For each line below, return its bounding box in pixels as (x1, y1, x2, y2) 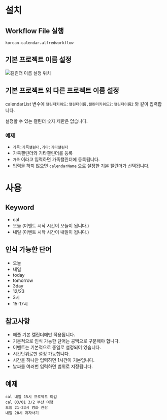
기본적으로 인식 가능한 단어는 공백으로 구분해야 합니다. (12, 337, 120, 344)
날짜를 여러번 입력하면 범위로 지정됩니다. (12, 363, 93, 370)
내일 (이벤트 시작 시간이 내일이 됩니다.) (12, 229, 89, 235)
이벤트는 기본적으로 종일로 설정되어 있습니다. (12, 344, 102, 350)
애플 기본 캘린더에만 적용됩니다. (12, 331, 75, 337)
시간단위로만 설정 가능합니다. (12, 350, 70, 357)
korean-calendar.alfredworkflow (5, 40, 74, 45)
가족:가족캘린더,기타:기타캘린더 (12, 145, 69, 150)
